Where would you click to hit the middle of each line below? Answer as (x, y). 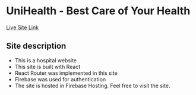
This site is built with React (48, 66)
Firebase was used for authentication (60, 79)
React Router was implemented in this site (66, 73)
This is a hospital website (46, 60)
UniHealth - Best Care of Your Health (98, 11)
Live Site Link (23, 27)
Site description (36, 46)
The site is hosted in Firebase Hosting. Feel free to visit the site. (92, 85)
